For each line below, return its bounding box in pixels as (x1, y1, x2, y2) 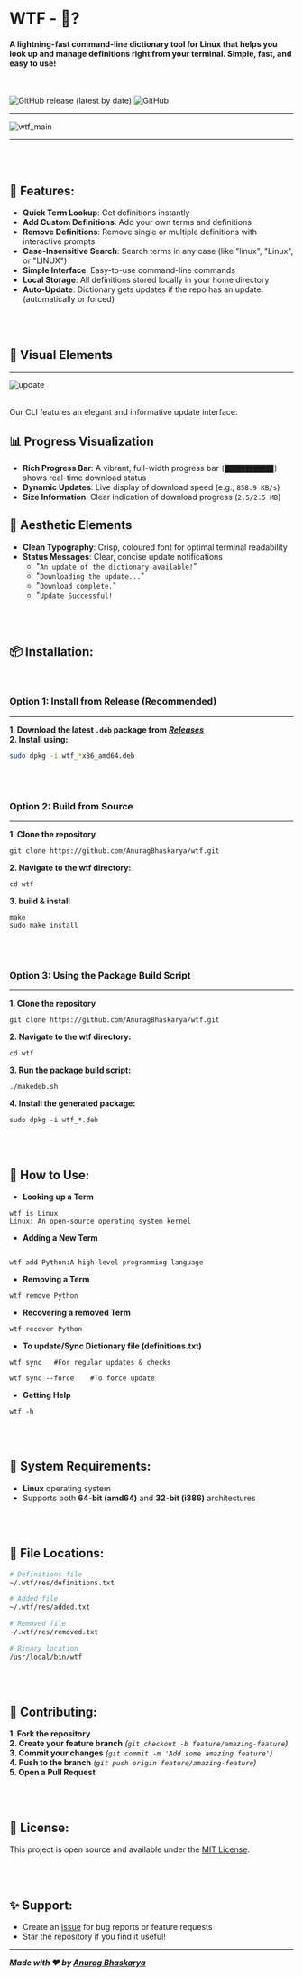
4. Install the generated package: (9, 1098, 136, 1109)
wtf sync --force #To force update (9, 1374, 155, 1383)
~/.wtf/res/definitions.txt (9, 1578, 115, 1587)
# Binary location (9, 1643, 78, 1653)
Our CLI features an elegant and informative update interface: (9, 407, 238, 418)
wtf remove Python (9, 1291, 78, 1301)
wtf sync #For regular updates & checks (9, 1358, 171, 1367)
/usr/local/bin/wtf (9, 1652, 83, 1661)
